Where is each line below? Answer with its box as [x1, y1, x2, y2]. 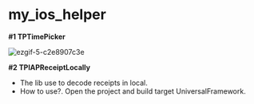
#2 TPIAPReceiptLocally [8, 62, 90, 72]
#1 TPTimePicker [8, 32, 66, 41]
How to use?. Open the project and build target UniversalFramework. [19, 86, 246, 96]
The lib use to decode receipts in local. [19, 78, 148, 87]
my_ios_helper [8, 6, 106, 24]
